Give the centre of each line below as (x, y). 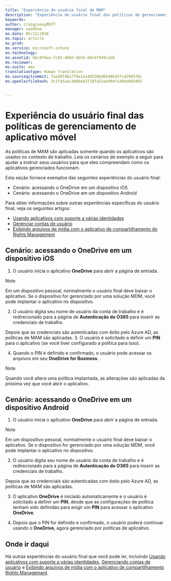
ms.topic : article (25, 39)
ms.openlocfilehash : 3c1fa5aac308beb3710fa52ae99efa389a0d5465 (74, 81)
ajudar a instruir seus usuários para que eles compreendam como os (77, 162)
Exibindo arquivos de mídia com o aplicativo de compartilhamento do (85, 229)
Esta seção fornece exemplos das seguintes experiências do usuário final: (83, 177)
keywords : (16, 19)
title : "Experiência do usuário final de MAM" (55, 10)
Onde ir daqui (27, 544)
